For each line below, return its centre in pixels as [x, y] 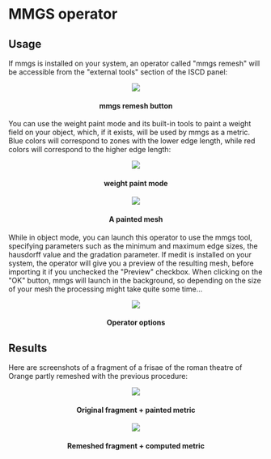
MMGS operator [63, 14]
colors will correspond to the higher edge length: [90, 150]
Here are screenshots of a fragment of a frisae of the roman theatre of [125, 368]
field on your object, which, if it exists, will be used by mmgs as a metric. [129, 132]
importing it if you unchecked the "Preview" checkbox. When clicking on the [135, 271]
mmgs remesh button [136, 105]
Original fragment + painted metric [136, 410]
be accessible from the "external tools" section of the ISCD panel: [118, 72]
